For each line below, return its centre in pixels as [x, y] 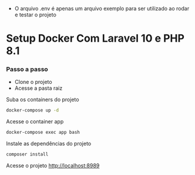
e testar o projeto [36, 15]
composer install [27, 154]
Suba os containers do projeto [43, 100]
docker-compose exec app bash [43, 132]
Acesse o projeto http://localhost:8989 [53, 166]
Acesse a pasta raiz [38, 88]
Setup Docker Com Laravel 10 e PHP [95, 38]
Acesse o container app [35, 122]
